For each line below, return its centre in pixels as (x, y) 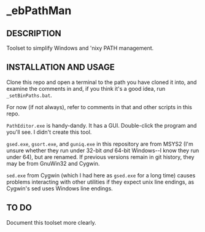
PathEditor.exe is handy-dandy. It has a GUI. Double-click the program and (102, 125)
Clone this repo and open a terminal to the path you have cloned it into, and (102, 82)
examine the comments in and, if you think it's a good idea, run (86, 88)
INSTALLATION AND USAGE (60, 67)
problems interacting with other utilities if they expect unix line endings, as (100, 182)
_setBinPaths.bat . (29, 95)
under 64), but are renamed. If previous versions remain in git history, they (100, 157)
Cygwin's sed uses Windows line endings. (60, 188)
